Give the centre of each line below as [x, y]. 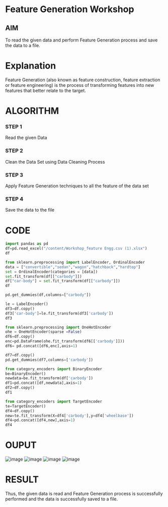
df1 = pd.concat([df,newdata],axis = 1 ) [44, 383]
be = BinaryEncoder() [26, 374]
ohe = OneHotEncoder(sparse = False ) [44, 332]
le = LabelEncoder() [27, 304]
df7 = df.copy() [20, 355]
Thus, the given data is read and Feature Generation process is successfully [84, 494]
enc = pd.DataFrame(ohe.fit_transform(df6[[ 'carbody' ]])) [65, 341]
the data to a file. [23, 45]
